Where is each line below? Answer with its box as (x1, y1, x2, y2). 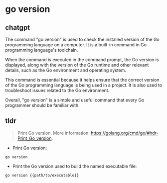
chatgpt (5, 23, 30, 32)
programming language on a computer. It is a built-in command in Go (5, 42, 147, 48)
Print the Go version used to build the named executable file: (12, 163, 137, 169)
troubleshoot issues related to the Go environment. (5, 88, 110, 93)
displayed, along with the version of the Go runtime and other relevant (5, 62, 149, 68)
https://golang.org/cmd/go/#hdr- (90, 130, 159, 136)
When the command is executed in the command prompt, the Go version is (5, 57, 159, 63)
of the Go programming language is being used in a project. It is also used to (5, 82, 163, 88)
